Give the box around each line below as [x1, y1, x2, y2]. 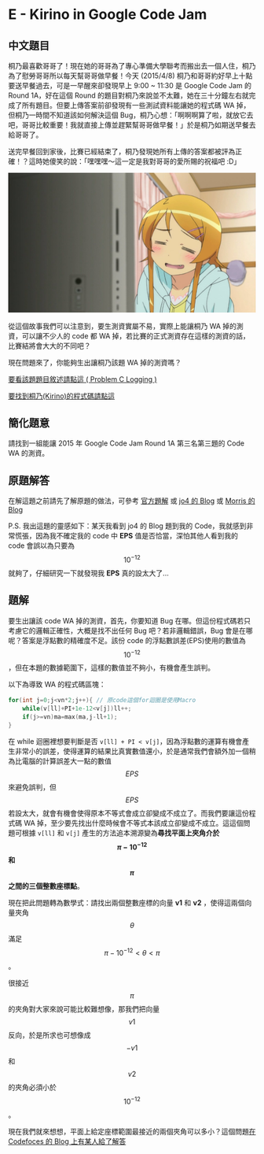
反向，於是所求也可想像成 [8, 1030, 91, 1040]
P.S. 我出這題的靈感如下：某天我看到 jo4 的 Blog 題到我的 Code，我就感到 [8, 521, 247, 531]
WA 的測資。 [8, 449, 49, 458]
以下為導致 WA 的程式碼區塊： [8, 679, 106, 690]
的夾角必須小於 [8, 1082, 57, 1092]
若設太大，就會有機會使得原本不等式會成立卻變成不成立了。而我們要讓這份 [8, 808, 249, 818]
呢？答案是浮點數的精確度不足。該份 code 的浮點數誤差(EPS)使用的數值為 [8, 635, 246, 645]
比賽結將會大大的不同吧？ [8, 341, 91, 350]
